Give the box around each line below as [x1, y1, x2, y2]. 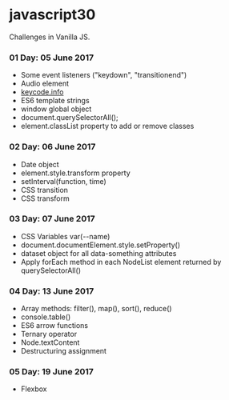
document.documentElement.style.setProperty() [20, 240, 181, 250]
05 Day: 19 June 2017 [9, 366, 94, 378]
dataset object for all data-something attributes [20, 248, 177, 258]
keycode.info [20, 87, 64, 97]
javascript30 [9, 6, 96, 24]
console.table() [20, 312, 71, 322]
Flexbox [20, 384, 47, 394]
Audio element [20, 78, 70, 89]
